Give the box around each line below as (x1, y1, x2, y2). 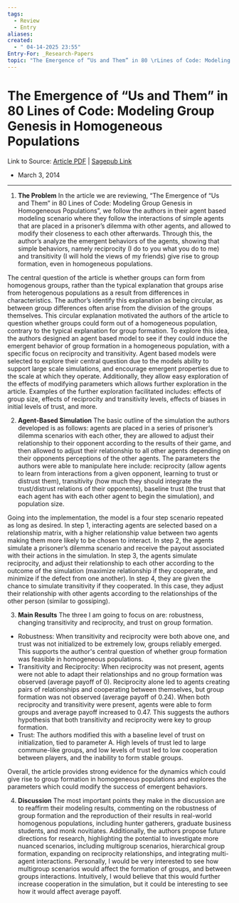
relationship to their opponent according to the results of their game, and (17, 438, 231, 447)
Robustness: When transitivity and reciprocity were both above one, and (17, 632, 230, 640)
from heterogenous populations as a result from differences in (7, 288, 190, 297)
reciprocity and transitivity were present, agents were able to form (17, 700, 212, 709)
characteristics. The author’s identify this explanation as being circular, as (7, 296, 223, 304)
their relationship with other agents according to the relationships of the (7, 589, 218, 597)
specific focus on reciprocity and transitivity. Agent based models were (7, 349, 217, 358)
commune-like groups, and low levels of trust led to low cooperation (17, 745, 218, 754)
